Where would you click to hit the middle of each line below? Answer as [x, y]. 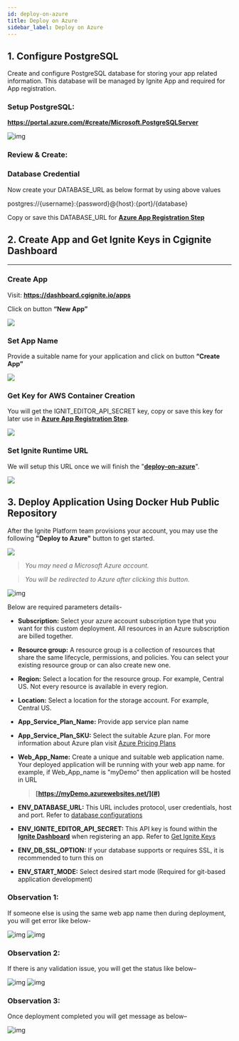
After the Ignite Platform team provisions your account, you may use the [113, 530]
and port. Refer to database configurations [80, 815]
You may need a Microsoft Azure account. [87, 565]
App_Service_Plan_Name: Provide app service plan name [103, 721]
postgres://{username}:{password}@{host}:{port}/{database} [98, 203]
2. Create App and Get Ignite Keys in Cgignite [110, 240]
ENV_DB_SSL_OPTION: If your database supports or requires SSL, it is [121, 850]
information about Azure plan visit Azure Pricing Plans [97, 743]
